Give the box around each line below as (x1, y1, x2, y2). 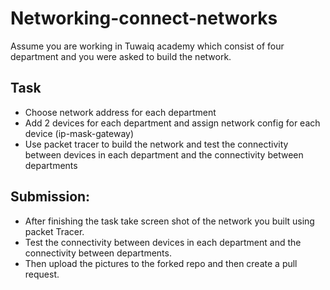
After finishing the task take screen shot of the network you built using (24, 215, 315, 227)
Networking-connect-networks (10, 7, 278, 30)
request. (24, 268, 60, 280)
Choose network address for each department (24, 106, 217, 118)
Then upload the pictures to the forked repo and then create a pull (24, 257, 298, 269)
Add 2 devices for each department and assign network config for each (24, 117, 321, 129)
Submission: (10, 188, 91, 206)
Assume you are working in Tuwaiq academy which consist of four (10, 40, 285, 52)
